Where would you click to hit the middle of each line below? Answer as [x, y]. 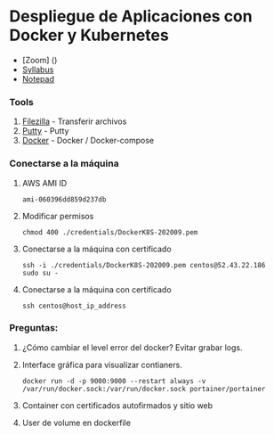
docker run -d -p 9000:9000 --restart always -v [114, 381]
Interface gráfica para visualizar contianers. [102, 365]
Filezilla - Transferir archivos [74, 121]
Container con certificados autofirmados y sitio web [117, 405]
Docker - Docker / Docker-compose [88, 141]
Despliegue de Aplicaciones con [131, 16]
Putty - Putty [45, 131]
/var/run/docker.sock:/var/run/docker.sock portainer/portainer [144, 389]
